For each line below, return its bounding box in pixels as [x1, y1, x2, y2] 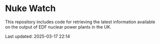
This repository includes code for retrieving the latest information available [5, 19, 156, 25]
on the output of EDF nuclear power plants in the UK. [5, 24, 112, 29]
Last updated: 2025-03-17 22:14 [5, 33, 70, 39]
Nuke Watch [5, 3, 56, 14]
